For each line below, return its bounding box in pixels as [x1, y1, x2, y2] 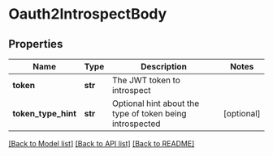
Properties [8, 37, 63, 51]
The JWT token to [112, 74, 180, 86]
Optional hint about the [112, 98, 200, 109]
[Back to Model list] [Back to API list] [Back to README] [8, 139, 195, 148]
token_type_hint [12, 108, 77, 119]
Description [141, 61, 187, 72]
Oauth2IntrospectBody [8, 5, 167, 23]
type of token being [112, 108, 187, 119]
